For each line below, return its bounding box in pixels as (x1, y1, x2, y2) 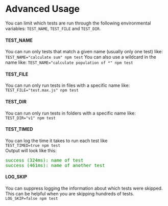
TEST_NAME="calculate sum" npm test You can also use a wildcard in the (5, 54, 157, 60)
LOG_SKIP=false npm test (5, 196, 58, 201)
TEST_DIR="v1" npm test (5, 116, 56, 121)
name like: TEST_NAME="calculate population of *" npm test (5, 59, 134, 65)
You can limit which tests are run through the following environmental (5, 20, 151, 26)
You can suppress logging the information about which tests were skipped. (5, 185, 163, 191)
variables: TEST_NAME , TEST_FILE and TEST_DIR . (5, 25, 101, 31)
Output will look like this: (5, 147, 57, 153)
